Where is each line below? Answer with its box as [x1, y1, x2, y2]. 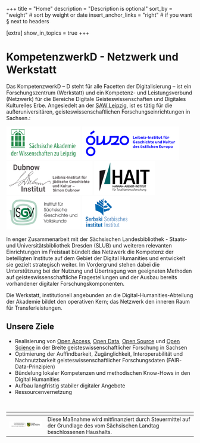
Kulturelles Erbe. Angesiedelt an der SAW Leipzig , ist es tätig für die [6, 102, 173, 109]
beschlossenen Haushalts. [47, 428, 112, 435]
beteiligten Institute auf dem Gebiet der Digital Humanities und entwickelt [6, 254, 186, 262]
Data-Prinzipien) [14, 363, 55, 370]
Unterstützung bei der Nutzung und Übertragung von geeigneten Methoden [6, 267, 192, 274]
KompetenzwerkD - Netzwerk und [6, 50, 179, 64]
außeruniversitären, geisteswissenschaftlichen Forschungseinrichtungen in [6, 108, 190, 115]
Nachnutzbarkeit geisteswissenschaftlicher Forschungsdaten [14, 356, 165, 363]
